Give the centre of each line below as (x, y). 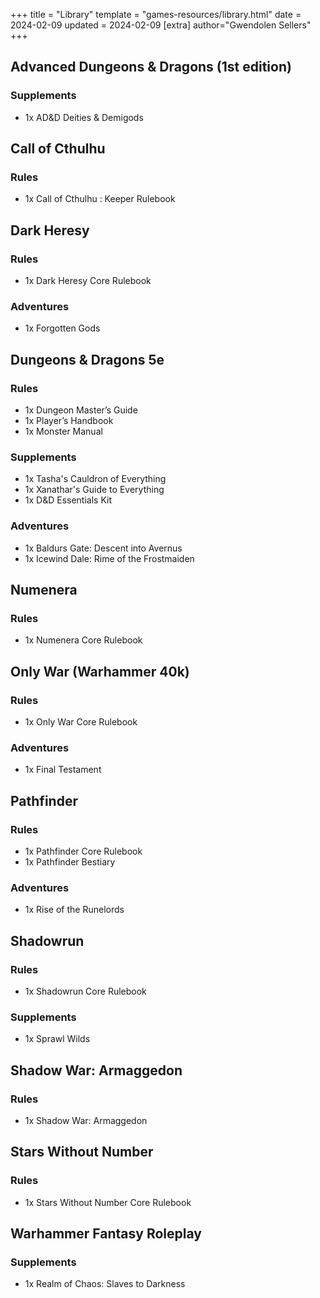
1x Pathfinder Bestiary (70, 862)
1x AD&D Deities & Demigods (84, 117)
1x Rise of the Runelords (74, 910)
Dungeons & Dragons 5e (87, 359)
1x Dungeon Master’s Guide (81, 410)
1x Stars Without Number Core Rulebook (108, 1202)
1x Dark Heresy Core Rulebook (88, 281)
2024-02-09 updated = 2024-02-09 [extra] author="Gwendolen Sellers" (161, 25)
